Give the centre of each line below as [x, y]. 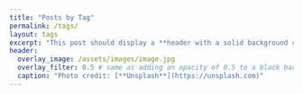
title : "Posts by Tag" [52, 17]
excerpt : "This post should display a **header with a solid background [149, 43]
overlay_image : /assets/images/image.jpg [96, 59]
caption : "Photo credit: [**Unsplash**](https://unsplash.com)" [141, 76]
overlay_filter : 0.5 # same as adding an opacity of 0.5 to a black [149, 68]
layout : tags [34, 34]
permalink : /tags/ [44, 26]
